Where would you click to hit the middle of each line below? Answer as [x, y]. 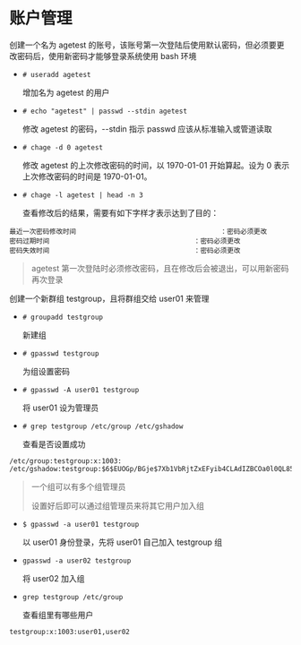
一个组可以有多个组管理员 [78, 486]
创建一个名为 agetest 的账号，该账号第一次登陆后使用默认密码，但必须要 [143, 45]
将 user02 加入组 [53, 578]
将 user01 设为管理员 [60, 408]
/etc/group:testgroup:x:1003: [66, 461]
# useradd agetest [56, 74]
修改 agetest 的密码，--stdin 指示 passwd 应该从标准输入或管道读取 [147, 129]
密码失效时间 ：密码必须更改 [125, 250]
